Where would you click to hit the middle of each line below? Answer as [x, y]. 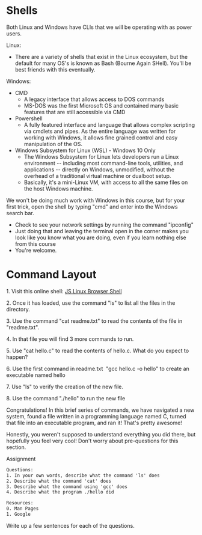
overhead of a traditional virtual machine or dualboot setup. [97, 176]
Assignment [21, 459]
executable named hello [36, 375]
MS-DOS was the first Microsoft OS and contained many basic [101, 105]
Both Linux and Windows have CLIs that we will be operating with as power [99, 27]
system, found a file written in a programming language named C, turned [96, 416]
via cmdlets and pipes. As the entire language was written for [100, 131]
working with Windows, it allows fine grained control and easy [101, 137]
